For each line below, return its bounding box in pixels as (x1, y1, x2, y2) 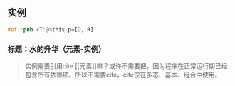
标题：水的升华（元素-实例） (7, 44, 106, 54)
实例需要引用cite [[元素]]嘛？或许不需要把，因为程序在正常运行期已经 (24, 61, 228, 70)
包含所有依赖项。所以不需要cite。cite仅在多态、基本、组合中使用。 (24, 70, 221, 79)
